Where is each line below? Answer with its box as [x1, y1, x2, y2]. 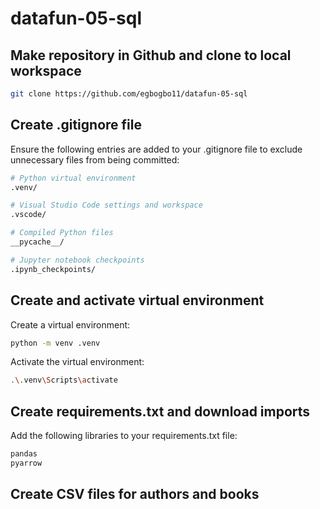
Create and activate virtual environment [10, 292, 265, 309]
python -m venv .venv [10, 338, 101, 348]
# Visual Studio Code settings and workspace [10, 200, 203, 211]
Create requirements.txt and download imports [10, 403, 311, 420]
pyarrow [10, 458, 43, 468]
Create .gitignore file [10, 117, 142, 134]
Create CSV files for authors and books [10, 486, 260, 503]
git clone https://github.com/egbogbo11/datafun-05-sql [10, 89, 248, 99]
